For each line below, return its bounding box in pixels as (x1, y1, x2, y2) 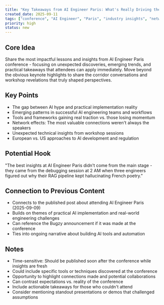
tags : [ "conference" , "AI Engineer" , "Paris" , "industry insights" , (5, 16, 147, 21)
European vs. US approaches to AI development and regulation (12, 135, 139, 141)
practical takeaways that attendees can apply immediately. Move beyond (5, 66, 152, 72)
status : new (5, 25, 29, 30)
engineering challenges (12, 215, 60, 221)
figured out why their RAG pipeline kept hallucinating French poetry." (5, 173, 143, 179)
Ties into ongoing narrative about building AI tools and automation (12, 231, 145, 237)
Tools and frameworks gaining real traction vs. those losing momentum (12, 114, 155, 120)
